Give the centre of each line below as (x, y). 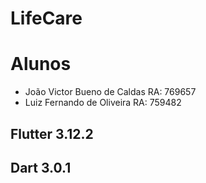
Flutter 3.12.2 (52, 133)
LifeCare (46, 18)
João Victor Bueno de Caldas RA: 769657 (110, 92)
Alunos (41, 64)
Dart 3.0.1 (41, 167)
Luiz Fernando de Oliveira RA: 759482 (103, 103)
